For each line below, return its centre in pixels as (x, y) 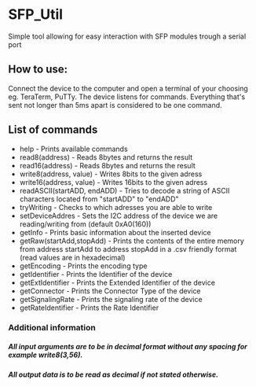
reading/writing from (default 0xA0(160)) (85, 224)
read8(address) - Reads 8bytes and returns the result (106, 157)
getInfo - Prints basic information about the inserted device (115, 232)
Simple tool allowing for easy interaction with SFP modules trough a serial (127, 36)
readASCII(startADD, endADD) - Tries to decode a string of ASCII (124, 190)
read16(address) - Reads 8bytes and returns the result (108, 165)
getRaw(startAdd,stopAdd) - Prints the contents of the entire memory (132, 241)
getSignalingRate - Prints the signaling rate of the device (111, 299)
